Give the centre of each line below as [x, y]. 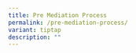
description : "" [35, 37]
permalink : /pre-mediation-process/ [68, 23]
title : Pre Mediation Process [58, 15]
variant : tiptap [35, 30]
